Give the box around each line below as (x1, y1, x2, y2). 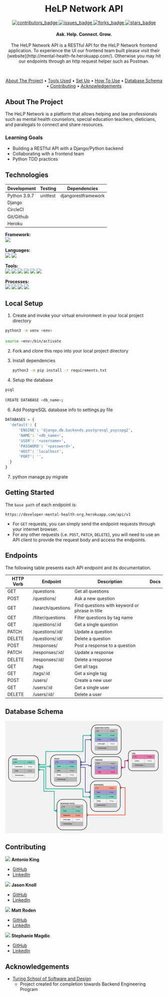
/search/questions (32, 605, 70, 611)
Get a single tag (74, 671, 107, 677)
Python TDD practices (12, 156, 58, 162)
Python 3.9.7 (7, 193, 34, 199)
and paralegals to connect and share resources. (5, 121, 104, 127)
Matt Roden (11, 907, 36, 913)
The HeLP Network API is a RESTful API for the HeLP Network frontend (10, 42, 157, 48)
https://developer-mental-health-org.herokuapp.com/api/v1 (5, 512, 131, 517)
